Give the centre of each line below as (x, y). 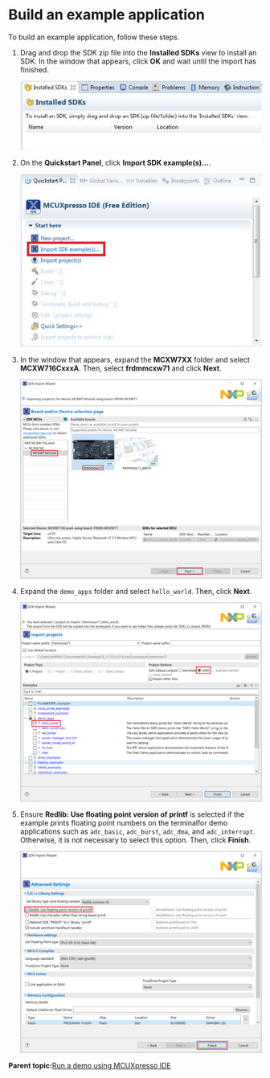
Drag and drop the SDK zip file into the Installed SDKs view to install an (138, 52)
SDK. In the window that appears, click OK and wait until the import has (138, 61)
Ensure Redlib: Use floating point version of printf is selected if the (132, 814)
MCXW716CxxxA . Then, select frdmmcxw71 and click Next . (121, 368)
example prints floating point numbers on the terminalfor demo (124, 823)
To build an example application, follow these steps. (94, 37)
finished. (35, 69)
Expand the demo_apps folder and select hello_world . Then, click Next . (136, 592)
